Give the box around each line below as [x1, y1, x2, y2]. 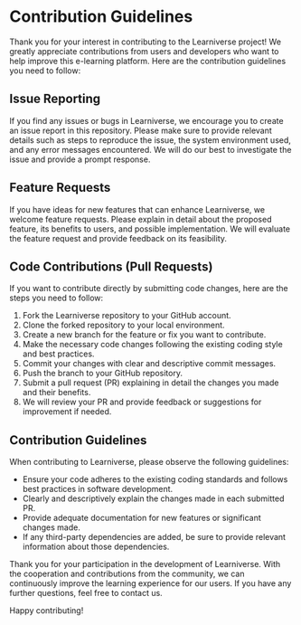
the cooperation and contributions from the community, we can [9, 568, 245, 580]
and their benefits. [22, 387, 91, 398]
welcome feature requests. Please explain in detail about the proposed [9, 213, 272, 224]
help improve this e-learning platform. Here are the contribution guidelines [9, 55, 287, 66]
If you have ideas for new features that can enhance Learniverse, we [9, 204, 265, 214]
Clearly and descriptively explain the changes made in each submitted [22, 493, 285, 504]
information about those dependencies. [22, 541, 170, 553]
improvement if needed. [22, 406, 112, 417]
